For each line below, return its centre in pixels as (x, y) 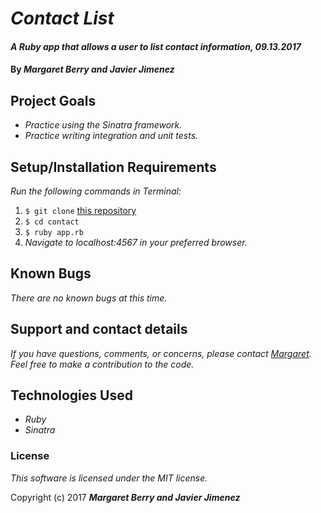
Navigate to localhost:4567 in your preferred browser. (136, 242)
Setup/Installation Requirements (113, 167)
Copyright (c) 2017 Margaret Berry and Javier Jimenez (125, 497)
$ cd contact (52, 222)
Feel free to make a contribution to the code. (102, 364)
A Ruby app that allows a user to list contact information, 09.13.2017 (156, 46)
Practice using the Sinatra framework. (103, 125)
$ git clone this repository (80, 210)
